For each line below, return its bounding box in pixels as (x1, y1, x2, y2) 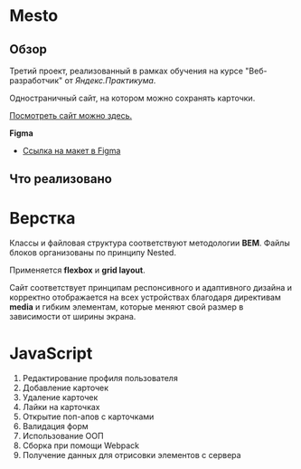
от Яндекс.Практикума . (64, 75, 156, 86)
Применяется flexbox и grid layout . (9, 264, 146, 276)
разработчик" (9, 75, 63, 86)
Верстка (9, 207, 76, 228)
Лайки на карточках (22, 402, 100, 413)
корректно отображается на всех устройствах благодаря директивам (9, 292, 282, 303)
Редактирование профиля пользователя (22, 373, 178, 384)
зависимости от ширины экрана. (9, 311, 136, 322)
